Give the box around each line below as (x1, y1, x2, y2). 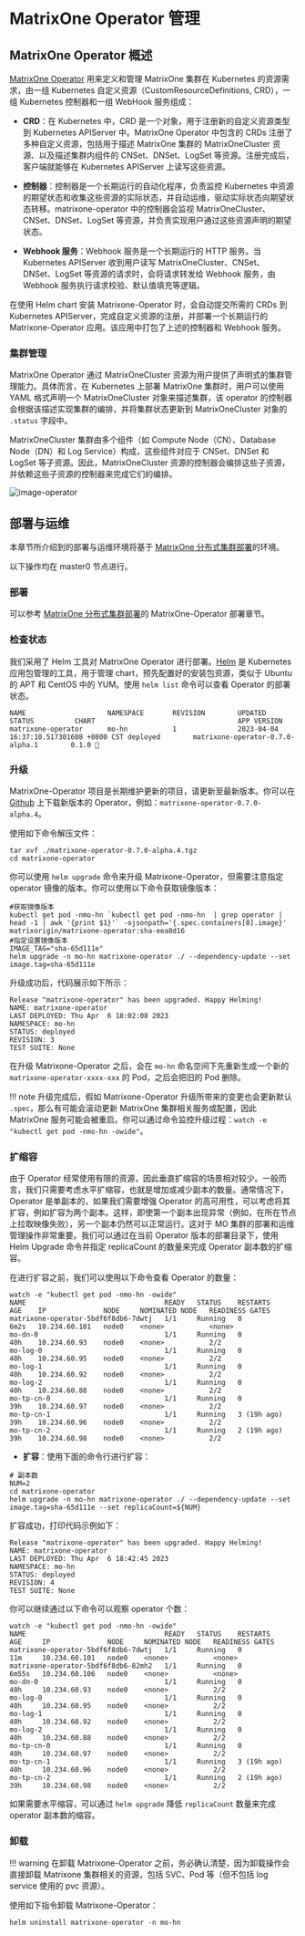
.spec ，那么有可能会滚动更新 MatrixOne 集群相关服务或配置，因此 (9, 1103, 258, 1113)
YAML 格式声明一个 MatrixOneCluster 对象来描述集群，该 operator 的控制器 (9, 392, 293, 403)
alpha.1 (9, 740, 39, 749)
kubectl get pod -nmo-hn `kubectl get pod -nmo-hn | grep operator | (9, 911, 283, 920)
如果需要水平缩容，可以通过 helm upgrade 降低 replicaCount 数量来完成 (9, 1798, 276, 1809)
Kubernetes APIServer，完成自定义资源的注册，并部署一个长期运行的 (9, 311, 269, 321)
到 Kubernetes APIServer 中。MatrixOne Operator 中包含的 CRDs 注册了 (22, 127, 293, 138)
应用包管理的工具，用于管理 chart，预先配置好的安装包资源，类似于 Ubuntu (9, 667, 293, 678)
